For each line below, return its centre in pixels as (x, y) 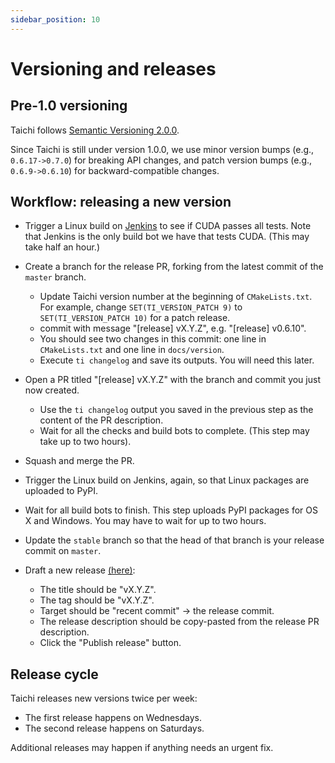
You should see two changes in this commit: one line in (153, 339)
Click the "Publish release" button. (110, 643)
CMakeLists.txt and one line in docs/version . (132, 350)
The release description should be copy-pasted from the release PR (179, 622)
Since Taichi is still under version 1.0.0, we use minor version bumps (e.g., (162, 149)
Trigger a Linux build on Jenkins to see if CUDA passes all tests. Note (168, 226)
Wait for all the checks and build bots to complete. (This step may (174, 431)
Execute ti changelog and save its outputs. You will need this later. (177, 360)
